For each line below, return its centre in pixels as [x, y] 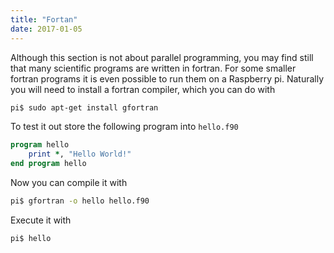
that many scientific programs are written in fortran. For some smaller [153, 68]
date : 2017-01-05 [46, 29]
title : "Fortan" [44, 19]
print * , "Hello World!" [80, 154]
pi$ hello [31, 238]
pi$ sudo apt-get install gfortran [84, 107]
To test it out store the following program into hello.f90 [124, 127]
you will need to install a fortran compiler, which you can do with [143, 89]
